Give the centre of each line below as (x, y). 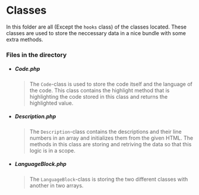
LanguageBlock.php (40, 164)
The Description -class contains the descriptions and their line (106, 131)
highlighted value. (51, 103)
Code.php (27, 69)
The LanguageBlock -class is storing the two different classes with (109, 179)
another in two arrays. (56, 185)
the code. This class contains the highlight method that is (99, 90)
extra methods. (25, 39)
